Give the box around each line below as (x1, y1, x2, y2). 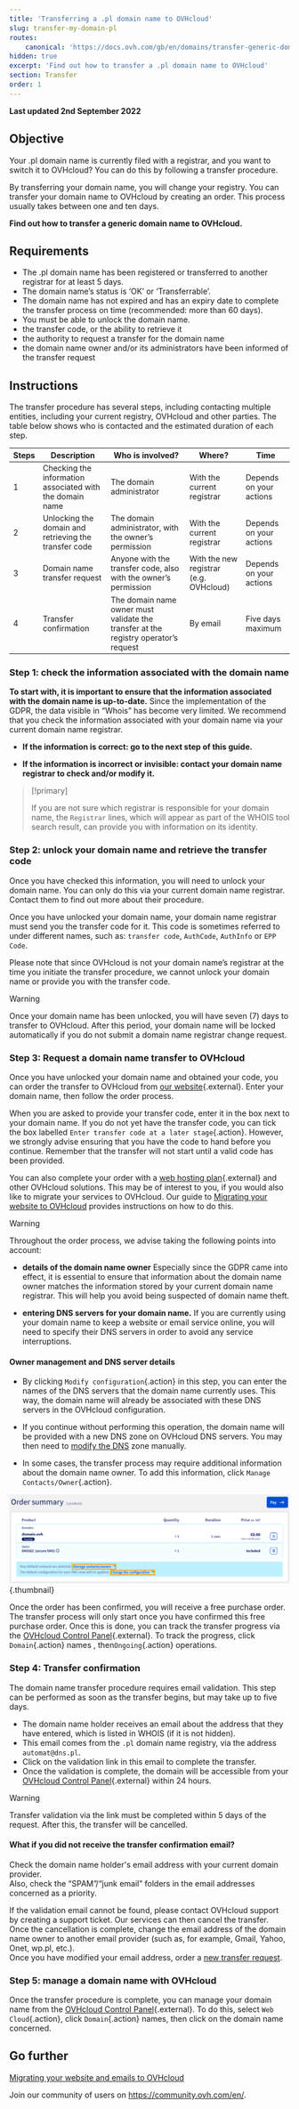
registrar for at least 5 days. (21, 277, 125, 287)
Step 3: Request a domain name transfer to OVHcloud (9, 1051, 246, 1063)
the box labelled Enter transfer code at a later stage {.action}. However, (9, 1127, 284, 1138)
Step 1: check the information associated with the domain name (9, 667, 289, 679)
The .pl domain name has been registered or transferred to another (21, 267, 269, 278)
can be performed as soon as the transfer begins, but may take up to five (9, 1692, 278, 1702)
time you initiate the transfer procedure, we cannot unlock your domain (9, 966, 270, 977)
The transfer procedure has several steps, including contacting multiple (9, 401, 271, 413)
